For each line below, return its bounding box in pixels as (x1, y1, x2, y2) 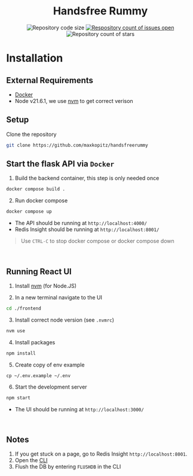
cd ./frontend (6, 305, 42, 311)
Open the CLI (14, 457, 48, 464)
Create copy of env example (14, 361, 85, 368)
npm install (6, 350, 36, 356)
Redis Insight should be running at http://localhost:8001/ (14, 226, 160, 233)
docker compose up (6, 208, 52, 215)
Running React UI (6, 266, 72, 277)
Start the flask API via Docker (6, 159, 115, 169)
